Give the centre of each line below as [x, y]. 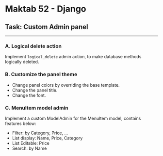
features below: [21, 123]
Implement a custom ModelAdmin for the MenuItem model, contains [73, 118]
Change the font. [29, 95]
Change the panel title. [35, 90]
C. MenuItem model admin [37, 108]
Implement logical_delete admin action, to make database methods [73, 57]
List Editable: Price [31, 143]
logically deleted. [22, 62]
